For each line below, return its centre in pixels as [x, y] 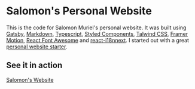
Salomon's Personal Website [79, 11]
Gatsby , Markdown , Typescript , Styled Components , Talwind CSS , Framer [97, 33]
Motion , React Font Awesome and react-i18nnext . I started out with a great [98, 40]
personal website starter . [37, 47]
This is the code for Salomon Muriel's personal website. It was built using [96, 27]
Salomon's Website [30, 79]
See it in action [34, 65]
